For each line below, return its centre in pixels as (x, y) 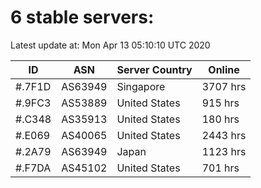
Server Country (154, 69)
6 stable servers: (82, 17)
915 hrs (220, 103)
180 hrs (220, 119)
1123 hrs (224, 151)
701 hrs (220, 168)
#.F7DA (33, 168)
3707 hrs (224, 86)
